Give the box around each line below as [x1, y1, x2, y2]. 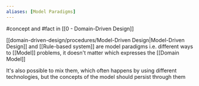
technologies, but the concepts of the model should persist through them [6, 73, 186, 80]
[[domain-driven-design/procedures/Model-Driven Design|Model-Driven [6, 36, 185, 43]
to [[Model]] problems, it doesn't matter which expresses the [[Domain [6, 49, 180, 56]
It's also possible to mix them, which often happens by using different [6, 66, 177, 74]
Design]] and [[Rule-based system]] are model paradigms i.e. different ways [6, 43, 194, 50]
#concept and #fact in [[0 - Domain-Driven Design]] [6, 25, 134, 32]
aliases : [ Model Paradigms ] [6, 8, 76, 15]
